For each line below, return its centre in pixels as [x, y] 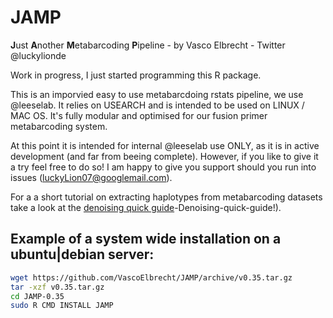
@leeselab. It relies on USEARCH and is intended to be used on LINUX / [157, 105]
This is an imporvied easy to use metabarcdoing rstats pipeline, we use [157, 94]
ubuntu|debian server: [82, 254]
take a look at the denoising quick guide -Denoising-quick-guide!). [146, 207]
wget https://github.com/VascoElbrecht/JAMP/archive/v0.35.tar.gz [151, 277]
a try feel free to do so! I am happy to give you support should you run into [163, 167]
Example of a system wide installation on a [146, 239]
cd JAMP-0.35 [37, 296]
